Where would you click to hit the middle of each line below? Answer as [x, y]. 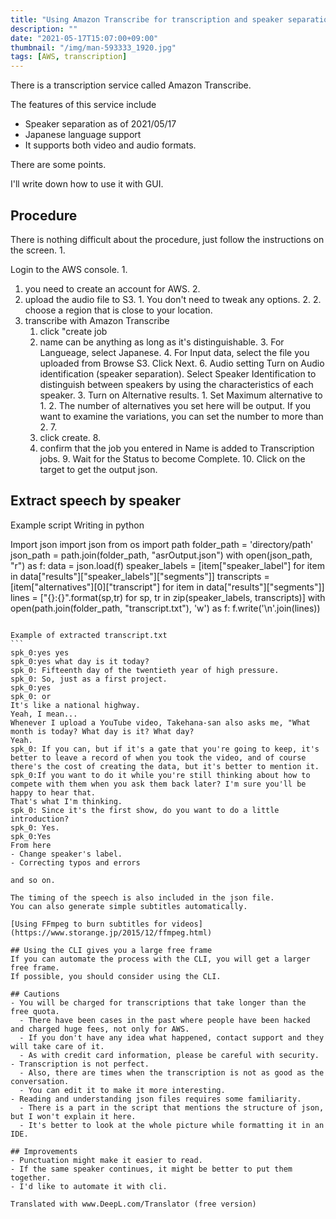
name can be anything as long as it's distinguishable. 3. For [162, 342]
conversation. [40, 1081]
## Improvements [44, 1151]
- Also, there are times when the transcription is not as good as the [172, 1072]
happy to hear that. [53, 792]
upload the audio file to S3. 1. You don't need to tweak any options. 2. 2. [173, 299]
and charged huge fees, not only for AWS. [100, 1029]
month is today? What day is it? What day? [102, 731]
